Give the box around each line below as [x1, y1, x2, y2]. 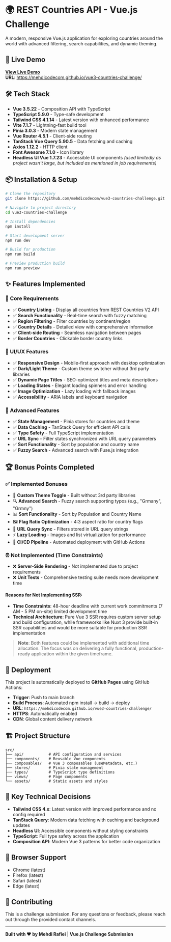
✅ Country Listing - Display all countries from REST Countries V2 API [12, 307, 159, 313]
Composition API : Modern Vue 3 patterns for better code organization [12, 838, 160, 844]
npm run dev [5, 238, 31, 243]
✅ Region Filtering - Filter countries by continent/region [12, 318, 131, 324]
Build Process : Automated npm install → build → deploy [12, 700, 130, 706]
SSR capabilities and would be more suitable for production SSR [12, 625, 147, 631]
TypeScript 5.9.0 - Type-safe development [12, 111, 104, 117]
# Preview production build [5, 261, 65, 266]
